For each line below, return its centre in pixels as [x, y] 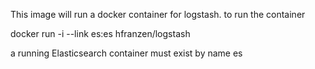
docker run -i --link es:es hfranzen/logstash [100, 33]
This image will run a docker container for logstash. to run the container [158, 14]
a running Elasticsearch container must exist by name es [126, 53]
